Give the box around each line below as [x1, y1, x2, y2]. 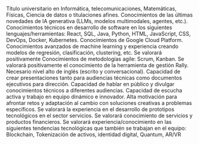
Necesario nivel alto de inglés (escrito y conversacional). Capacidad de [6, 68, 181, 75]
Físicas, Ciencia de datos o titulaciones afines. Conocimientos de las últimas [6, 11, 193, 18]
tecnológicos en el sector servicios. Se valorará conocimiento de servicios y [6, 112, 193, 119]
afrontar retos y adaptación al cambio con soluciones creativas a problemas [6, 100, 192, 106]
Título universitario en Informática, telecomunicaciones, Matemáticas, [6, 5, 177, 12]
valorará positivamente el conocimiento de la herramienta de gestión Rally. [6, 62, 189, 69]
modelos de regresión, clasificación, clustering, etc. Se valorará [6, 49, 162, 56]
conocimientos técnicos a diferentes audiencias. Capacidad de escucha [6, 87, 182, 94]
